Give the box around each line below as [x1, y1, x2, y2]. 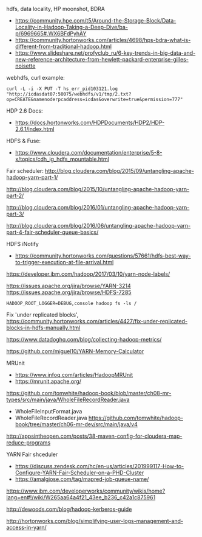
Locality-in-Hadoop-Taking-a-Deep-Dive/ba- [15, 24, 129, 30]
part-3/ [6, 210, 24, 217]
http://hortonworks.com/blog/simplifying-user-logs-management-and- [6, 518, 184, 524]
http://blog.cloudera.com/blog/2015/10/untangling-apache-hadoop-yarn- [6, 186, 190, 192]
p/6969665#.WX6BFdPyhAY [15, 30, 87, 37]
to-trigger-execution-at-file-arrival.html [15, 259, 114, 265]
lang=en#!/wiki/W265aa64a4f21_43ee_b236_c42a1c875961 [6, 494, 156, 501]
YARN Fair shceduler [6, 451, 58, 458]
